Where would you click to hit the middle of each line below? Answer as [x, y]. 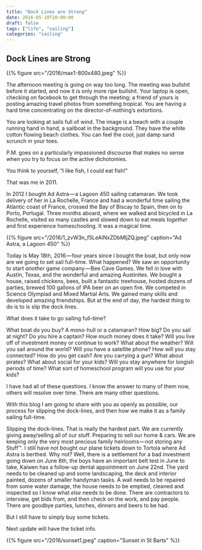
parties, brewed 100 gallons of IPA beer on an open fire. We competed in [96, 287]
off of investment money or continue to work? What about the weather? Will [100, 343]
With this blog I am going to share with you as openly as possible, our [92, 404]
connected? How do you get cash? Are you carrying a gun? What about [95, 355]
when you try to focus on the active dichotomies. [67, 159]
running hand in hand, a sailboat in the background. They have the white [96, 128]
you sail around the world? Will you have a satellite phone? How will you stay [101, 349]
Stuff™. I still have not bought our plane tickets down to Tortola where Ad [96, 448]
